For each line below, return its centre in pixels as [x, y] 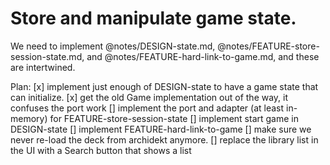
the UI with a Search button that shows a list [101, 150]
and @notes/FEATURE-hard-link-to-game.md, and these [203, 56]
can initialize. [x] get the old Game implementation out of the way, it [149, 97]
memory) [29, 118]
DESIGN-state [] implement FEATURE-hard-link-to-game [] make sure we [161, 129]
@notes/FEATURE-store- [268, 46]
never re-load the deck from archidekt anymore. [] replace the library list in [164, 139]
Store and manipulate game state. [153, 18]
